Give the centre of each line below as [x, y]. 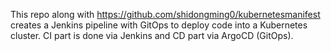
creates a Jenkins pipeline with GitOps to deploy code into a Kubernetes [159, 25]
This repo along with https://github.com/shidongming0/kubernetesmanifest [165, 14]
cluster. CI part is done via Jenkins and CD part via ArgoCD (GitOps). [152, 35]
